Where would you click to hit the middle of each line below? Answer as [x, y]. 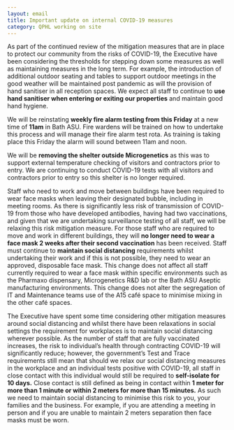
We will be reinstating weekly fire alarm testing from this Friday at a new [113, 120]
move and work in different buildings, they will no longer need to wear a [111, 236]
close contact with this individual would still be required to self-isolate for [114, 375]
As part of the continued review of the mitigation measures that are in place [116, 47]
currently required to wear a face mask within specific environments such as [117, 273]
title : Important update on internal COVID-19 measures [90, 20]
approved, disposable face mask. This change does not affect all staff [108, 266]
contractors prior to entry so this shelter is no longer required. [96, 178]
